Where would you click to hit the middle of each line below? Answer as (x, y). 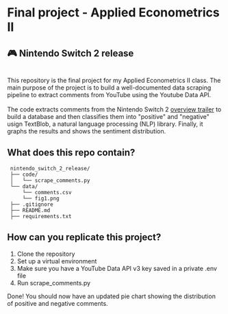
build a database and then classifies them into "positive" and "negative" (109, 117)
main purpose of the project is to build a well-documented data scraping (109, 88)
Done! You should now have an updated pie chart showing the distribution (111, 296)
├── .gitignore (31, 204)
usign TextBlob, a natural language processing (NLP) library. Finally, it (105, 124)
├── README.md (30, 210)
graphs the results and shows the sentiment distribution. (87, 131)
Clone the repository (46, 254)
